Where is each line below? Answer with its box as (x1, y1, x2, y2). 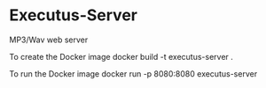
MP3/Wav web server (9, 34, 89, 45)
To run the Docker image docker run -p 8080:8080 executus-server (9, 68, 258, 79)
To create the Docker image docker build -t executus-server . (9, 51, 233, 62)
